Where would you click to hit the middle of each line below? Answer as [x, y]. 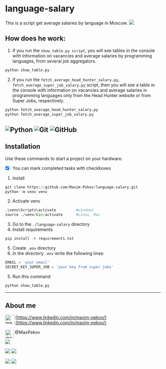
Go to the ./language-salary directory [51, 224]
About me [21, 306]
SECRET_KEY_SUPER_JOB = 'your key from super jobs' [59, 267]
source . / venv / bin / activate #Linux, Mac [53, 215]
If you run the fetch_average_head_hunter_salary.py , [66, 79]
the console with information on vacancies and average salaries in [80, 90]
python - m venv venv [26, 192]
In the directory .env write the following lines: [58, 254]
